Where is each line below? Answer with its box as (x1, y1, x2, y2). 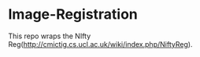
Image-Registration (8, 5, 138, 23)
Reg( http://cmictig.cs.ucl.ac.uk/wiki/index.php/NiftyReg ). (8, 39, 193, 48)
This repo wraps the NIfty (8, 31, 91, 41)
